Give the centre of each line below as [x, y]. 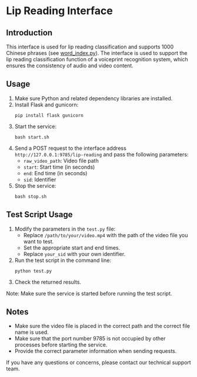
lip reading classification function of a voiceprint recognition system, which [97, 59]
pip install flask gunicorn [49, 115]
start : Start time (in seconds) [59, 167]
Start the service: [36, 126]
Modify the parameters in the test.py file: [65, 229]
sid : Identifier [40, 179]
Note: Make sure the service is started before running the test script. [89, 293]
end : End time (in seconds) [55, 173]
